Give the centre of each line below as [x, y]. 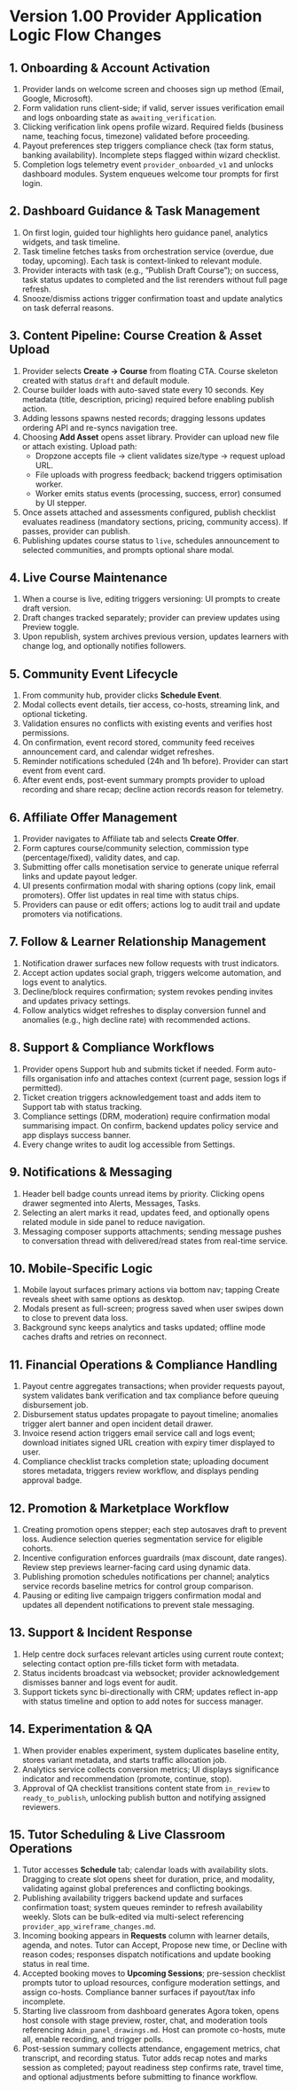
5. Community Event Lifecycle [94, 674]
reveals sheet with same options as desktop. [103, 1299]
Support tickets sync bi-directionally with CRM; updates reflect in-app [150, 1691]
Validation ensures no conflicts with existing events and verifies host [147, 723]
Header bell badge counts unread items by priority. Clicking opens [143, 1193]
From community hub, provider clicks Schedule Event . [121, 695]
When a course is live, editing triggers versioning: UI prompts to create [151, 599]
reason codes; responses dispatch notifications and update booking [146, 1954]
